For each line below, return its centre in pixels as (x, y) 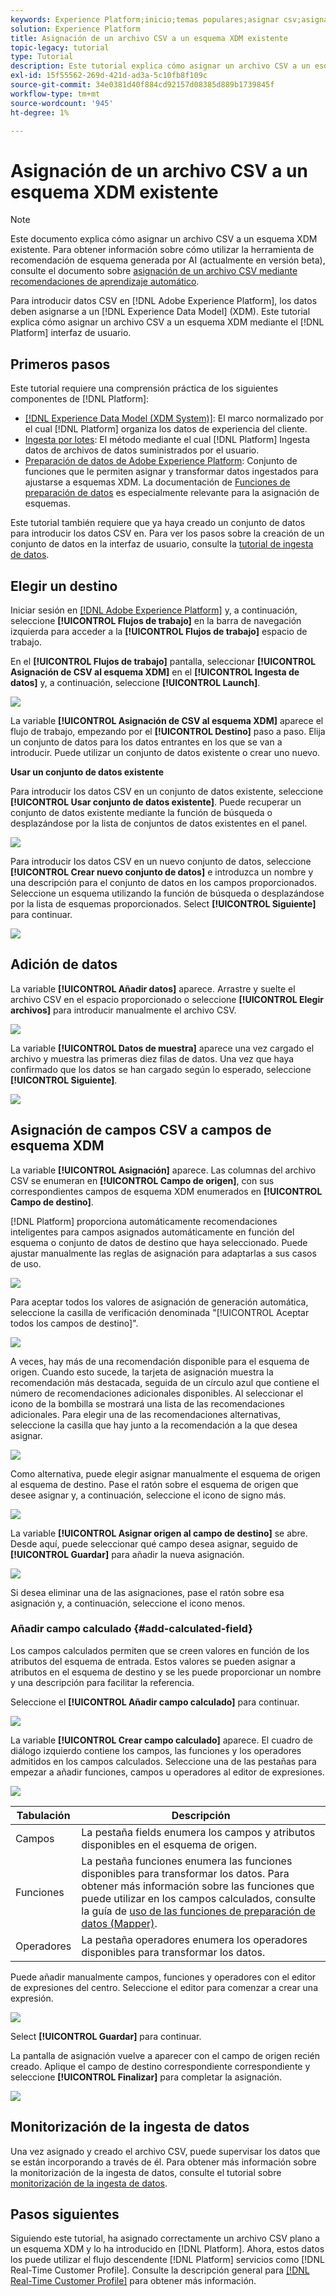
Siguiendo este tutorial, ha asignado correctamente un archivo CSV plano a (165, 2238)
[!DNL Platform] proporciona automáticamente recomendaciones (144, 1221)
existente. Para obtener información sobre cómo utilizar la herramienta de (162, 250)
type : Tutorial (42, 57)
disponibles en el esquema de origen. (169, 1844)
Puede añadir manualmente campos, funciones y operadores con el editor (163, 1977)
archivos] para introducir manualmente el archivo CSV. (123, 1010)
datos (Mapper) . (119, 1923)
